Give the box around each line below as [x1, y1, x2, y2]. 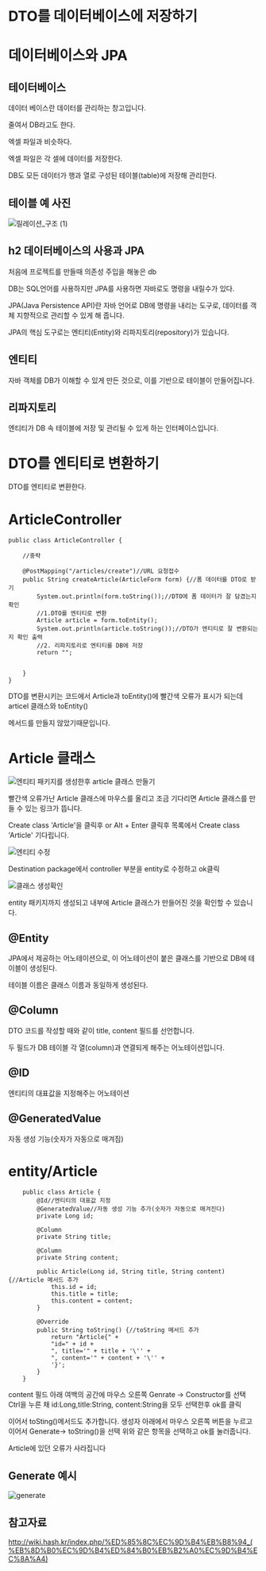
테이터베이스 [8, 80, 66, 94]
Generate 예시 [8, 1469, 77, 1482]
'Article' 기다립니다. [8, 831, 70, 840]
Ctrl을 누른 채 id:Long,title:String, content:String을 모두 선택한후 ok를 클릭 [8, 1399, 242, 1410]
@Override [37, 1318, 69, 1326]
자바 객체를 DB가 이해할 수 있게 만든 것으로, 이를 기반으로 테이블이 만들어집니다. [8, 375, 255, 385]
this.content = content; [50, 1297, 133, 1305]
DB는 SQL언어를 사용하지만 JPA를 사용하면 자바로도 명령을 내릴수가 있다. [8, 284, 235, 293]
